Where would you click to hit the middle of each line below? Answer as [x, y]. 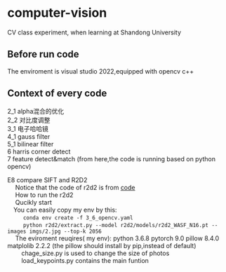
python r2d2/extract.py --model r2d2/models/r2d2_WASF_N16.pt [116, 225]
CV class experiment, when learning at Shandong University [94, 32]
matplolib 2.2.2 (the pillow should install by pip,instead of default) [102, 245]
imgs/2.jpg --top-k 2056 [65, 231]
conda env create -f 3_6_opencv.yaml [78, 218]
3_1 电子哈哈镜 [28, 128]
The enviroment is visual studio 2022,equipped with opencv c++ [101, 71]
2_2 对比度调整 [29, 120]
